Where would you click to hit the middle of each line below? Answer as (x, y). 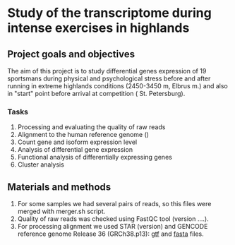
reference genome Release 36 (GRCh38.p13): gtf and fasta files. (111, 234)
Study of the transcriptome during (109, 13)
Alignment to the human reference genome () (83, 135)
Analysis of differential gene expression (75, 150)
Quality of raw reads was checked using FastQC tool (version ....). (113, 219)
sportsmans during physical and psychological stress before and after (109, 78)
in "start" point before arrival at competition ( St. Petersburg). (96, 94)
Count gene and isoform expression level (77, 142)
